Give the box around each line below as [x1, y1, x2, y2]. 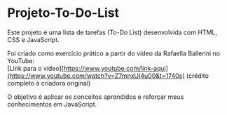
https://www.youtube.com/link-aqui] [63, 64, 168, 72]
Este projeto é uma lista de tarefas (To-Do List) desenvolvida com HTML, [7, 28, 217, 36]
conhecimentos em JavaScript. [7, 100, 97, 108]
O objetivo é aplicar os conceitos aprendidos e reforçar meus [7, 93, 184, 101]
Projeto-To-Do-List [7, 5, 120, 21]
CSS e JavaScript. [7, 35, 60, 43]
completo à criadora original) [7, 79, 91, 87]
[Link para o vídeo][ [7, 64, 64, 72]
